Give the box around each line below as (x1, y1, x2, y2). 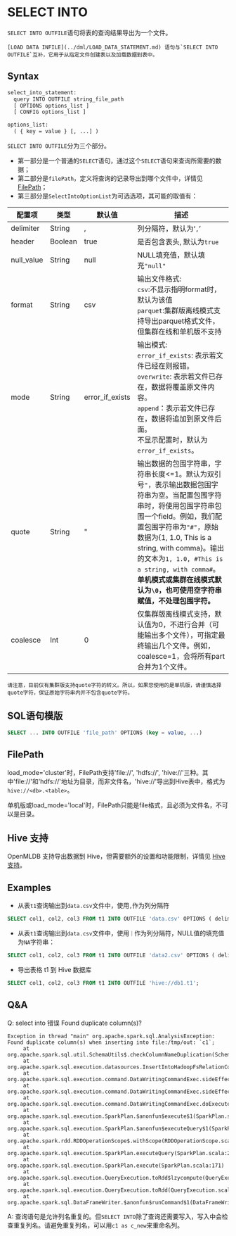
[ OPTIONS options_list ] (13, 102, 90, 109)
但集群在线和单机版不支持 (136, 327, 222, 336)
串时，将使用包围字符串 (136, 501, 215, 510)
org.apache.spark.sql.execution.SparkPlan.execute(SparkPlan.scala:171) (7, 1162, 225, 1169)
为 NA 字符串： (17, 938, 55, 946)
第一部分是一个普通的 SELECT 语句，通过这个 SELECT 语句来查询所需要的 (17, 156, 216, 165)
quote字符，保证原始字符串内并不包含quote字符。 (7, 689, 133, 696)
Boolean (50, 237, 77, 246)
